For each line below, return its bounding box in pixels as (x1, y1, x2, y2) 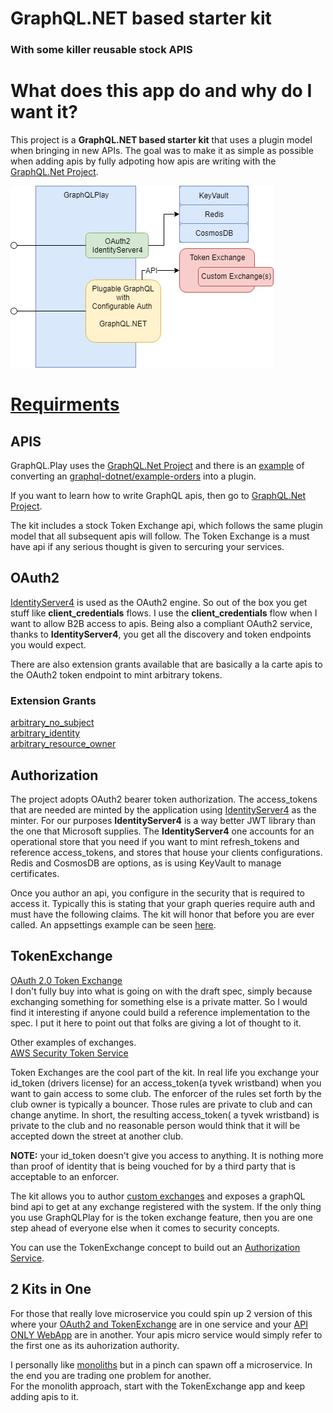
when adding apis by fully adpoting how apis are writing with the (10, 155, 277, 167)
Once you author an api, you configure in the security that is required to (10, 887, 305, 899)
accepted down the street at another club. (10, 1130, 184, 1142)
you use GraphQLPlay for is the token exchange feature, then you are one (10, 1211, 313, 1223)
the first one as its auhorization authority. (10, 1339, 180, 1351)
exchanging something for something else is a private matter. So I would (10, 995, 308, 1007)
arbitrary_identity (10, 727, 81, 739)
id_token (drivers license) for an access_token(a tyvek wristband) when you (10, 1077, 322, 1089)
